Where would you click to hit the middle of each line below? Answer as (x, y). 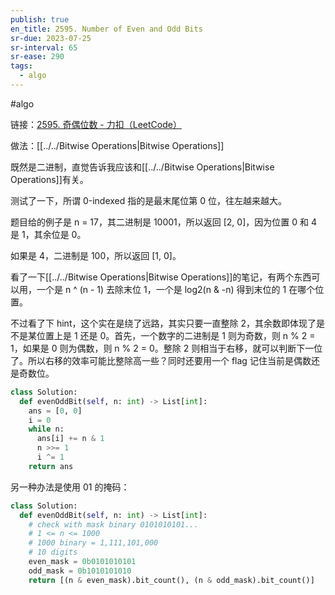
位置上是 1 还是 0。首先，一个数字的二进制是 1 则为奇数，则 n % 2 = (176, 335)
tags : (21, 66)
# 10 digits (53, 552)
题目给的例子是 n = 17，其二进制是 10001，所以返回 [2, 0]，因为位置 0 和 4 (163, 222)
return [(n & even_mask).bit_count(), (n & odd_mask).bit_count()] (171, 580)
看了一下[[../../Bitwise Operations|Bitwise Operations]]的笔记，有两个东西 (161, 277)
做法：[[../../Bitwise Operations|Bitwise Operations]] (117, 145)
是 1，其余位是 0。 (48, 234)
